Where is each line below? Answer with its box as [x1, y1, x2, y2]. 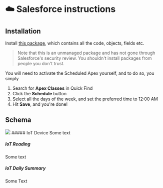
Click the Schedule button [12, 91, 67, 96]
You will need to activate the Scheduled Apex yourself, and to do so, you [5, 70, 154, 76]
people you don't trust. [17, 61, 65, 66]
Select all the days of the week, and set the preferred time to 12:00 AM [12, 96, 158, 102]
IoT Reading [5, 141, 31, 147]
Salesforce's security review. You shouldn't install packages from [17, 55, 152, 61]
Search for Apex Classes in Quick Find [12, 85, 93, 91]
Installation [5, 27, 41, 35]
